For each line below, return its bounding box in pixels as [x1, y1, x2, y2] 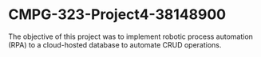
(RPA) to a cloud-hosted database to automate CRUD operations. [8, 40, 222, 49]
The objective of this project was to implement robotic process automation [8, 32, 254, 41]
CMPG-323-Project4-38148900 [8, 6, 226, 24]
